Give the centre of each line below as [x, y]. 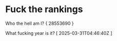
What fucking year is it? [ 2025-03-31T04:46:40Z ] [59, 33]
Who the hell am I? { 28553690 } [40, 23]
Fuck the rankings [44, 9]
